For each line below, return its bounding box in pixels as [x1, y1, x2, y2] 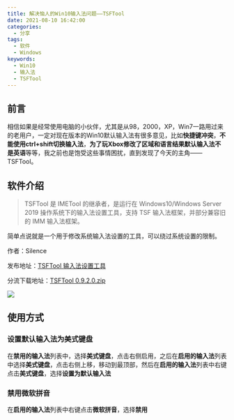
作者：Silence [7, 247, 47, 255]
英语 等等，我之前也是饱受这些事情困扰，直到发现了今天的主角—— [13, 149, 203, 157]
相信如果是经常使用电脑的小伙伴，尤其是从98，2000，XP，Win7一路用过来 [7, 123, 224, 131]
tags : [7, 36, 23, 43]
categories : [7, 23, 42, 30]
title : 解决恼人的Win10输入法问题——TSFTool [7, 10, 125, 17]
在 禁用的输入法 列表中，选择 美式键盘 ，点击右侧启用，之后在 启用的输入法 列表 [7, 352, 227, 360]
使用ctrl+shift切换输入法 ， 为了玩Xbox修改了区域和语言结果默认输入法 [13, 140, 215, 149]
